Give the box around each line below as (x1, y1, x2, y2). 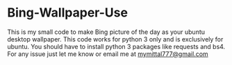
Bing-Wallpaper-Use (7, 5, 129, 21)
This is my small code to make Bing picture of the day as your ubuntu (7, 28, 206, 36)
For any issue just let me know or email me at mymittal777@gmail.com (7, 50, 208, 58)
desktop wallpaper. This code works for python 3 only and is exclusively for (7, 35, 224, 43)
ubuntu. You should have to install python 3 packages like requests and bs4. (7, 42, 226, 50)
